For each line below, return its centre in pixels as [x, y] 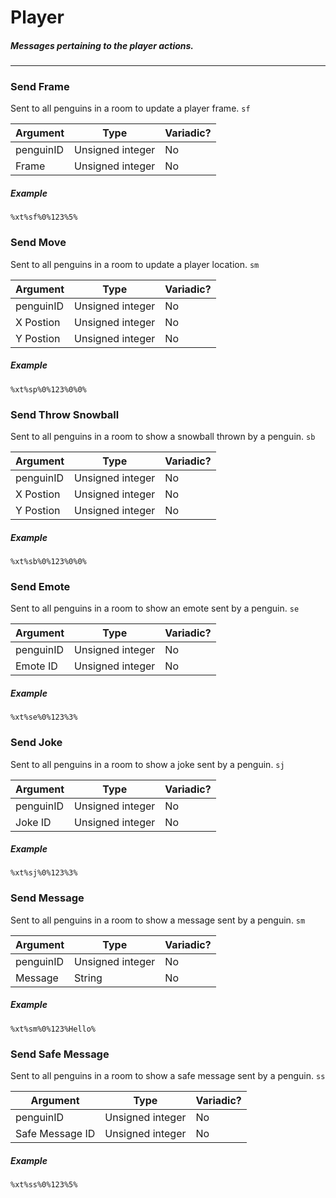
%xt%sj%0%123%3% [44, 873]
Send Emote [40, 586]
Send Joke [36, 743]
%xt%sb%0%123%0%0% [48, 561]
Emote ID [36, 666]
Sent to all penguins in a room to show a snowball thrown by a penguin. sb [163, 436]
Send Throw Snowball [65, 414]
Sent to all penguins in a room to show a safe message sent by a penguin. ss [168, 1076]
